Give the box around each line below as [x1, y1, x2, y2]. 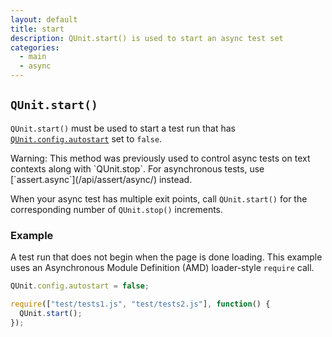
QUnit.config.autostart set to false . [10, 132, 163, 145]
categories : [10, 42, 60, 53]
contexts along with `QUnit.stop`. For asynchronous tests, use [10, 162, 265, 175]
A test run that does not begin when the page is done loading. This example [10, 251, 323, 263]
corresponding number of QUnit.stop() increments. [10, 203, 224, 215]
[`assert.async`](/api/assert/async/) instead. [10, 173, 193, 185]
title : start [10, 24, 65, 34]
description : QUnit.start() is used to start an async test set [10, 33, 284, 43]
